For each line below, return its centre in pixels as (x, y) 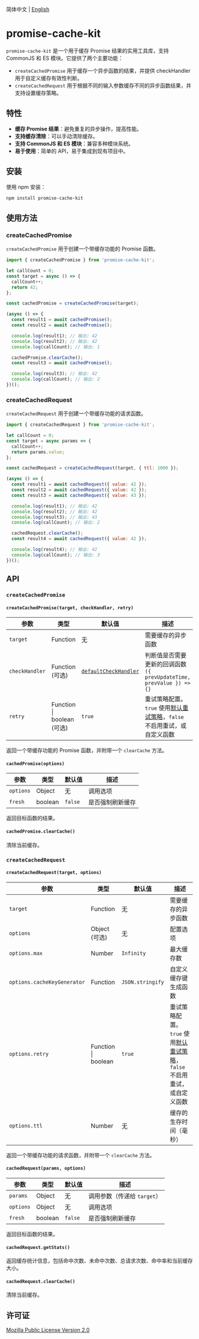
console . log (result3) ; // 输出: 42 (54, 374)
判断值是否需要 (166, 656)
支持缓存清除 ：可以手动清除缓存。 (56, 136)
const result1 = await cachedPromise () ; (62, 320)
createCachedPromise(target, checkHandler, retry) (70, 608)
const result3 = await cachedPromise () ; (62, 363)
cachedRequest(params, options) (46, 1168)
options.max (26, 953)
